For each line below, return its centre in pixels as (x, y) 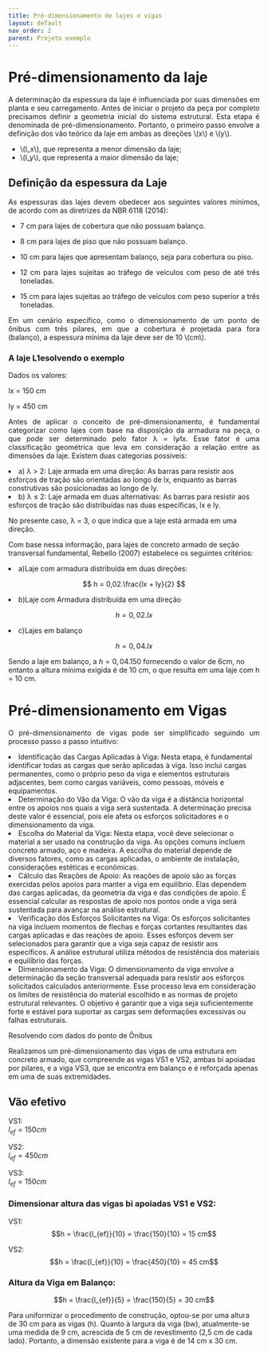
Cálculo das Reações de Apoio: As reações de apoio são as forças (128, 876)
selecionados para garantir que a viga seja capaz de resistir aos (113, 944)
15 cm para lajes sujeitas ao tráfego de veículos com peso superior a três (140, 296)
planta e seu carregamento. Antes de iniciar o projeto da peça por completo (134, 108)
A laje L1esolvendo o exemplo (67, 358)
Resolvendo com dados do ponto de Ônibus (81, 1036)
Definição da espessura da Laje (88, 183)
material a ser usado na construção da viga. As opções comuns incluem (127, 842)
